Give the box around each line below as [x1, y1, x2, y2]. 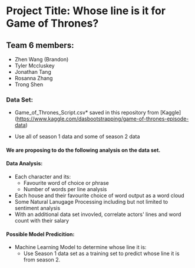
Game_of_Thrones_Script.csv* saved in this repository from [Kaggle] [14, 109, 181, 116]
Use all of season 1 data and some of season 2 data [14, 133, 140, 140]
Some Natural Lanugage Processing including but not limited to [14, 198, 168, 205]
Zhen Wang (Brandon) [14, 56, 69, 63]
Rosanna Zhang [14, 75, 53, 81]
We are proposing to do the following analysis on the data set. [6, 146, 161, 153]
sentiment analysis [14, 205, 61, 212]
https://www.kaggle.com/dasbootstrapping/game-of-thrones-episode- [16, 115, 189, 122]
